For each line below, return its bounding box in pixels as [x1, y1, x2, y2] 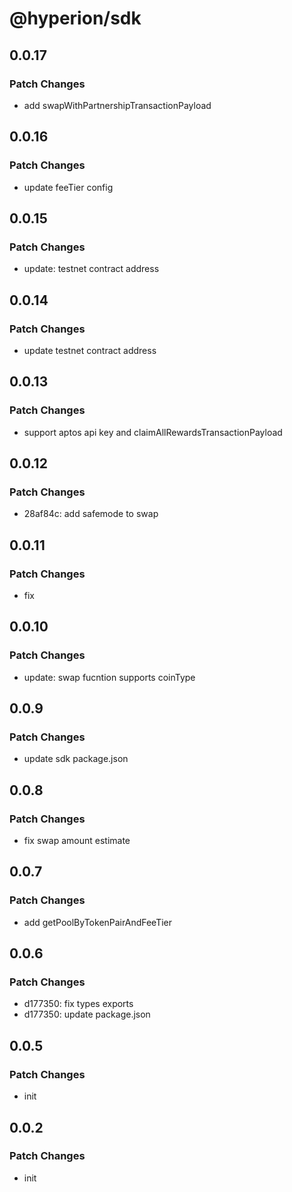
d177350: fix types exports [23, 998, 134, 1010]
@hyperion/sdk [9, 7, 142, 30]
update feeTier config [23, 181, 114, 193]
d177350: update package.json [23, 1008, 151, 1021]
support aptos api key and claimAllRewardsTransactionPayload [23, 426, 283, 438]
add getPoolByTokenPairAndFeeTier [23, 916, 173, 928]
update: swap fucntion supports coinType [23, 671, 196, 683]
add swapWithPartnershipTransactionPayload [23, 99, 212, 111]
